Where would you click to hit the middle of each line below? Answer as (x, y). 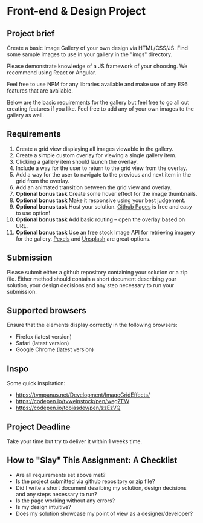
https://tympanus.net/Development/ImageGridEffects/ (83, 395)
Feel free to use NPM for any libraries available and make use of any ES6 (97, 84)
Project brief (31, 34)
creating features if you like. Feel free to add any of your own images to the (100, 109)
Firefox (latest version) (43, 337)
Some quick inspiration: (36, 383)
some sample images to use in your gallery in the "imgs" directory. (90, 54)
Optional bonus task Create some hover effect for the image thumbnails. (106, 193)
